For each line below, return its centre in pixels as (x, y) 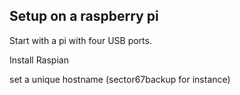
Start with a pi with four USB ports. (80, 40)
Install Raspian (39, 60)
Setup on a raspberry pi (84, 16)
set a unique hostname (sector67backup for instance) (120, 79)
